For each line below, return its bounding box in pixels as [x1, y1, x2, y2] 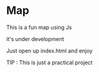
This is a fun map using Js [6, 24, 72, 31]
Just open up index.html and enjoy [6, 47, 93, 54]
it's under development [6, 35, 64, 42]
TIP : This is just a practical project [6, 59, 93, 66]
